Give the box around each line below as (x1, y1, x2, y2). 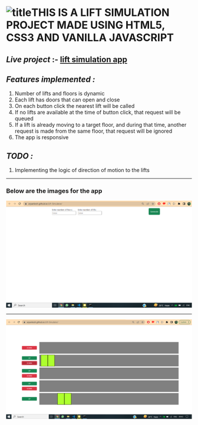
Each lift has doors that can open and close (14, 96, 120, 103)
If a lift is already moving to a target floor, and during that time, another (14, 121, 187, 129)
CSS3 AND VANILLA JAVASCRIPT (6, 31, 174, 44)
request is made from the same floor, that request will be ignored (14, 127, 173, 135)
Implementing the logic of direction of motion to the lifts (14, 167, 150, 174)
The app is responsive (14, 134, 69, 141)
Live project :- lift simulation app (6, 54, 128, 64)
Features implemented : (6, 74, 95, 84)
